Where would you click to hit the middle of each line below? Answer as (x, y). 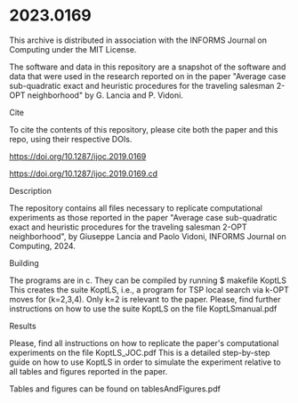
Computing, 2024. (42, 246)
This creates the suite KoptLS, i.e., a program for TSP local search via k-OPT (149, 289)
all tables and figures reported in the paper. (89, 371)
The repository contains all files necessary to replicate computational (136, 208)
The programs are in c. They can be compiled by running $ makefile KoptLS (148, 280)
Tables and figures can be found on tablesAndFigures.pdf (115, 389)
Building (24, 262)
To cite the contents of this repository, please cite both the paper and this (144, 129)
